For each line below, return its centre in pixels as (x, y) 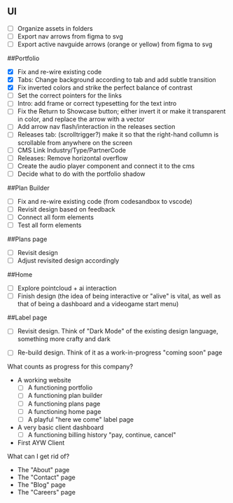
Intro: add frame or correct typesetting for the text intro (97, 104)
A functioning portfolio (60, 387)
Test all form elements (49, 225)
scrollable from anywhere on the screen (75, 142)
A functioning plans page (64, 404)
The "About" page (43, 469)
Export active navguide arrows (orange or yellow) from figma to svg (115, 44)
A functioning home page (64, 411)
